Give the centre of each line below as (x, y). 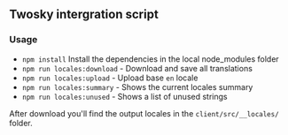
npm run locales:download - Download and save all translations (137, 68)
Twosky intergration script (84, 15)
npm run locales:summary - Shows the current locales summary (137, 86)
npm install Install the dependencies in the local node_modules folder (150, 59)
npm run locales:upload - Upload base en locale (110, 78)
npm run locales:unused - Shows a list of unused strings (125, 96)
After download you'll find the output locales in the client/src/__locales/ (144, 113)
